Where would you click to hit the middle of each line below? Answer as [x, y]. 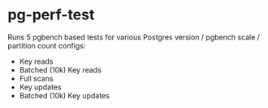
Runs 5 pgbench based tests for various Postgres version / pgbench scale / [134, 37]
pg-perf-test [51, 15]
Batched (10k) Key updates [65, 95]
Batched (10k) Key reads [61, 69]
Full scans [36, 78]
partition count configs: [47, 45]
